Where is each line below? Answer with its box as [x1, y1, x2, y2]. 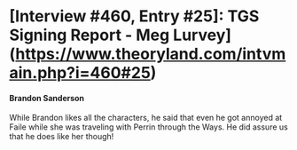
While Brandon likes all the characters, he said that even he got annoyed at [9, 113, 283, 123]
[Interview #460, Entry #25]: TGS [9, 6, 260, 27]
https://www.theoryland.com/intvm [15, 44, 286, 64]
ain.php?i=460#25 [9, 63, 151, 83]
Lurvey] [172, 25, 232, 45]
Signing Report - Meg [9, 25, 170, 45]
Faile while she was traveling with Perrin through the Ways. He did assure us [9, 122, 288, 132]
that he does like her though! [9, 131, 114, 142]
